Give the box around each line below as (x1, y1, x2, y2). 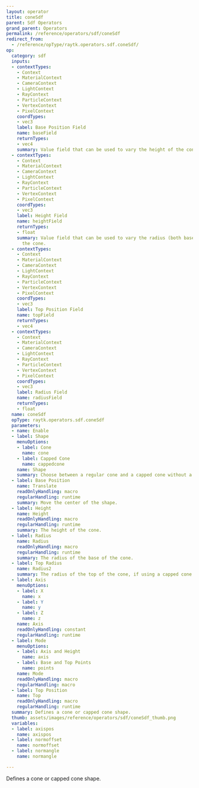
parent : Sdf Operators (6, 20, 62, 26)
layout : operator (6, 8, 49, 15)
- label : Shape (11, 434, 49, 440)
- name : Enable (11, 428, 49, 434)
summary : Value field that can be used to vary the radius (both (17, 235, 182, 241)
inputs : (11, 58, 31, 64)
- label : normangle (11, 748, 60, 754)
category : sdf (11, 53, 46, 59)
